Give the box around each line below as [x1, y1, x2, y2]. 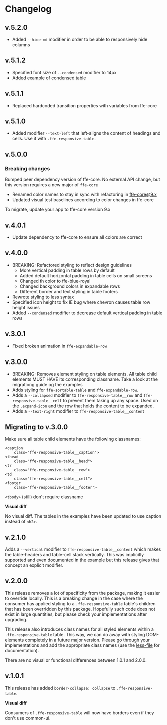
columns [12, 42, 30, 48]
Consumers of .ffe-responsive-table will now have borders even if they [5, 709, 154, 716]
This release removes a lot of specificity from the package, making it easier [5, 590, 160, 596]
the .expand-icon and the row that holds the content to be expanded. [12, 403, 154, 409]
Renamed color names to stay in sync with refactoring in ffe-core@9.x [12, 191, 157, 198]
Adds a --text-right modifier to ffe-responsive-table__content [12, 408, 145, 414]
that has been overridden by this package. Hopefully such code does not [5, 606, 156, 612]
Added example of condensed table [12, 75, 86, 81]
